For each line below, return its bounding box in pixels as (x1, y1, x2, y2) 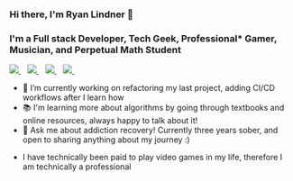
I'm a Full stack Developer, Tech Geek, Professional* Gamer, (9, 32, 278, 44)
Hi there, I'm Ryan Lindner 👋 (9, 8, 133, 21)
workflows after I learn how (22, 92, 124, 103)
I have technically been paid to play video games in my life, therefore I (22, 152, 283, 163)
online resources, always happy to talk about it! (22, 115, 198, 126)
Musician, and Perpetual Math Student (9, 43, 182, 56)
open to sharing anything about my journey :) (22, 134, 191, 145)
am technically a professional (22, 161, 132, 172)
